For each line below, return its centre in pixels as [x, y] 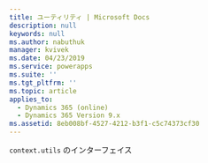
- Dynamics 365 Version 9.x [69, 115]
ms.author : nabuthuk [47, 42]
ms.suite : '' [33, 75]
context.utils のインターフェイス [71, 150]
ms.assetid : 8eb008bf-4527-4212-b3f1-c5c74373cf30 [104, 124]
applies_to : [31, 99]
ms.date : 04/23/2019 [47, 58]
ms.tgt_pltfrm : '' [43, 83]
